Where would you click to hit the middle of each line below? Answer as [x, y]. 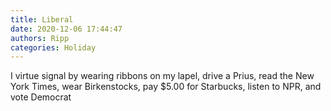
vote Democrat [41, 97]
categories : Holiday [53, 47]
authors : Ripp [40, 38]
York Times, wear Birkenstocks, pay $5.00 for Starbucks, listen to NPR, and [166, 87]
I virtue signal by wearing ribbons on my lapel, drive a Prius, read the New [162, 76]
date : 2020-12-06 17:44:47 [66, 29]
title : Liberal [42, 19]
